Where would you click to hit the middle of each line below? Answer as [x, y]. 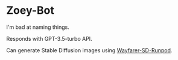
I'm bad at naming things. [38, 27]
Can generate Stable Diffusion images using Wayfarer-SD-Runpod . [89, 50]
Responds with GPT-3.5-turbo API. [49, 38]
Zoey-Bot [30, 10]
